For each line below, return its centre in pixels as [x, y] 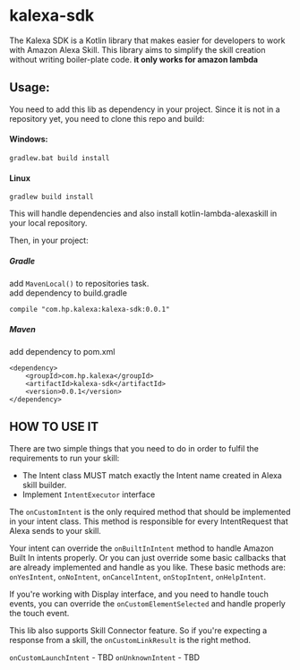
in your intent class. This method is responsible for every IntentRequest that [149, 521]
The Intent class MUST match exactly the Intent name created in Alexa [152, 475]
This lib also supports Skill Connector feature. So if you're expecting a [138, 630]
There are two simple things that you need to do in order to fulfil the [134, 448]
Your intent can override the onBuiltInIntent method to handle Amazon [142, 548]
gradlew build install [51, 197]
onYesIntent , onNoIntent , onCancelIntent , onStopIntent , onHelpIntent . [138, 576]
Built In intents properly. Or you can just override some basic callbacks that [148, 557]
